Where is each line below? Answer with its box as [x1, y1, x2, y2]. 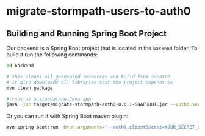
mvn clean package [6, 85, 53, 91]
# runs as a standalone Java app [6, 96, 92, 102]
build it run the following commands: [6, 51, 98, 58]
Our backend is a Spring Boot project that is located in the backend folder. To [6, 44, 198, 52]
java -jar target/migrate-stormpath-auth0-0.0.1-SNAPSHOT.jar [6, 101, 168, 107]
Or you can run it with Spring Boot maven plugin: [6, 112, 129, 120]
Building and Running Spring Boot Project [6, 29, 167, 39]
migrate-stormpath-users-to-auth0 [6, 4, 191, 18]
